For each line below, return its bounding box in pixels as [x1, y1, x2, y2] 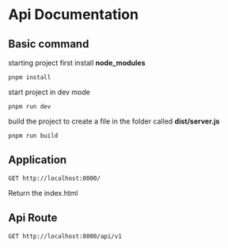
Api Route [8, 212, 58, 225]
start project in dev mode [8, 87, 91, 97]
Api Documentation [8, 6, 139, 24]
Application [8, 153, 67, 167]
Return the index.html [8, 188, 78, 197]
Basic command [8, 37, 89, 51]
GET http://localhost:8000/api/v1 [8, 232, 123, 240]
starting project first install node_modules [8, 58, 146, 67]
